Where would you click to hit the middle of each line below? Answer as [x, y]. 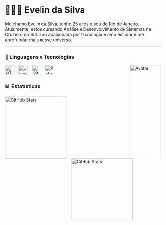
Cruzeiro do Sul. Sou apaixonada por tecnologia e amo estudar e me [75, 34]
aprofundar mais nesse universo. [39, 40]
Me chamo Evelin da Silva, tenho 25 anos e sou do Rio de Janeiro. [72, 24]
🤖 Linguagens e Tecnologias [40, 57]
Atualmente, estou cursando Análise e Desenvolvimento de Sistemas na [78, 29]
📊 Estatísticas [23, 86]
